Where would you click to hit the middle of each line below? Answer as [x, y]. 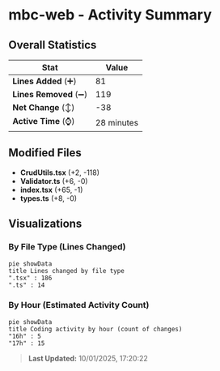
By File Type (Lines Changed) [67, 247]
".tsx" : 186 [30, 278]
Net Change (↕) [44, 107]
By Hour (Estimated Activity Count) [79, 305]
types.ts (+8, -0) [49, 198]
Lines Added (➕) [44, 81]
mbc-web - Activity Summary [110, 15]
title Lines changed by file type [67, 271]
